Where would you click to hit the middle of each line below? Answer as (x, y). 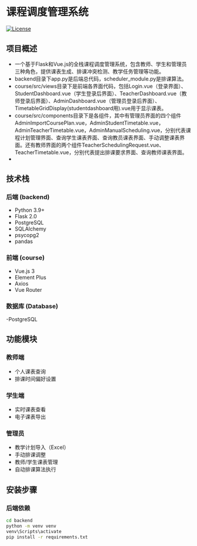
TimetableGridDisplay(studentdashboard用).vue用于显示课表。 (91, 108)
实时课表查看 (30, 409)
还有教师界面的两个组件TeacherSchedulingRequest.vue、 (95, 145)
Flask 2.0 (26, 217)
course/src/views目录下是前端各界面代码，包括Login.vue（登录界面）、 (100, 86)
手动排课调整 (30, 455)
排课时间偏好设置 (35, 379)
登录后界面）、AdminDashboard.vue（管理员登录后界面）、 (90, 101)
